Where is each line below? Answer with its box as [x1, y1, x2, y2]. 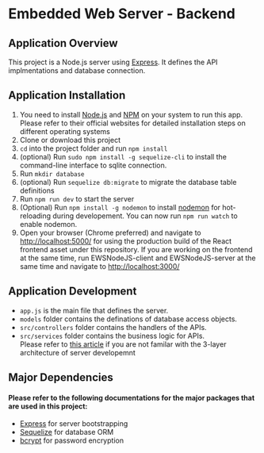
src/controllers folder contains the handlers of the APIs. [19, 322, 208, 332]
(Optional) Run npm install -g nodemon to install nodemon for [19, 202, 220, 212]
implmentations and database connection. [8, 66, 146, 75]
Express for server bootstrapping [19, 419, 128, 428]
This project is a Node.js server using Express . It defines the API [8, 57, 218, 67]
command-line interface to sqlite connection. [19, 160, 167, 170]
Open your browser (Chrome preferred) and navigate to [19, 228, 201, 237]
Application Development [8, 285, 137, 298]
